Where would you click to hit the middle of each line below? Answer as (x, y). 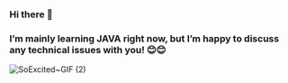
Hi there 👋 (31, 14)
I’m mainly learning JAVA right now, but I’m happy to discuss (144, 38)
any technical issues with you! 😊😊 (88, 50)
